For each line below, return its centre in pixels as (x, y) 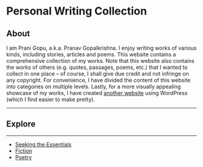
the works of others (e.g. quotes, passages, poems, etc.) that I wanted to (97, 67)
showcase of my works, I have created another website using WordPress (97, 93)
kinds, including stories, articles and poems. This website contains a (91, 54)
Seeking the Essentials (43, 144)
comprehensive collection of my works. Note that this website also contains (100, 61)
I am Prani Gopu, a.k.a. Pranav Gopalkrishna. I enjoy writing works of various (101, 48)
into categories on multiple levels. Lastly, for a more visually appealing (94, 87)
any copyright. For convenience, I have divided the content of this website (98, 80)
